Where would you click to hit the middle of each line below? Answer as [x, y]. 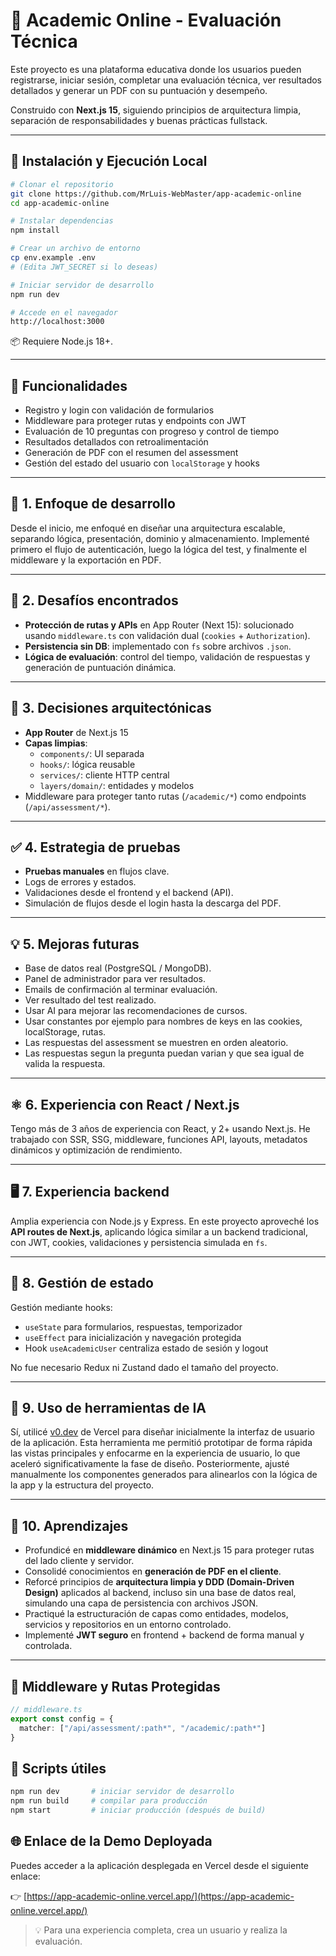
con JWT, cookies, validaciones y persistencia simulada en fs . [139, 1242]
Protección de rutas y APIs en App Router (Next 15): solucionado [159, 625]
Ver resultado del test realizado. [90, 1000]
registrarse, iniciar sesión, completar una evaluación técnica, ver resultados [166, 80]
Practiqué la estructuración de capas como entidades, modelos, [156, 1614]
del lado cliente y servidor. [79, 1561]
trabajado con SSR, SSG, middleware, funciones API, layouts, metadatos [159, 1139]
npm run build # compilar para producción [109, 1801]
